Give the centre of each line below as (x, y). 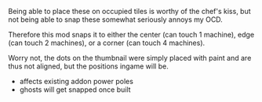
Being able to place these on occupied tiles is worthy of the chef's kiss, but (129, 11)
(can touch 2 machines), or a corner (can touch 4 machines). (107, 43)
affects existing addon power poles (76, 81)
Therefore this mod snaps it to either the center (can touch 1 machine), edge (131, 35)
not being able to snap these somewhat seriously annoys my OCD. (116, 19)
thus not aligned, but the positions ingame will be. (88, 66)
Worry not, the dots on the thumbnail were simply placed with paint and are (130, 58)
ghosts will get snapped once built (75, 90)
